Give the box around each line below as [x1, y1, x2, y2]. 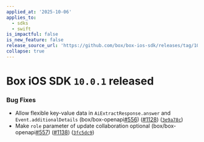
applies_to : [6, 15, 36, 21]
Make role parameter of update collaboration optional [15, 122, 151, 130]
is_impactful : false [6, 31, 59, 37]
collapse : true [6, 48, 45, 54]
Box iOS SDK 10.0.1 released [6, 74, 154, 88]
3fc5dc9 [73, 130, 93, 136]
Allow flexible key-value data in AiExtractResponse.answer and [15, 109, 171, 117]
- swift [12, 25, 32, 32]
